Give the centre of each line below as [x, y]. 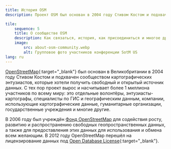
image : [21, 43]
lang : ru [15, 57]
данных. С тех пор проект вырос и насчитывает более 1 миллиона [77, 87]
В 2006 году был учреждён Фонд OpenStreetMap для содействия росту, [84, 119]
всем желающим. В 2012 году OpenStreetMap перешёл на [68, 135]
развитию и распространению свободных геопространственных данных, [85, 125]
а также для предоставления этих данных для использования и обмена [83, 130]
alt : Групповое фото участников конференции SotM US [81, 52]
